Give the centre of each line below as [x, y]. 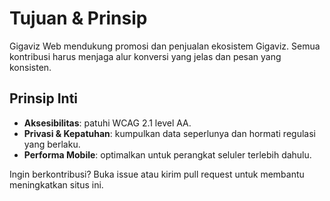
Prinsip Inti [44, 98]
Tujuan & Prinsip [78, 18]
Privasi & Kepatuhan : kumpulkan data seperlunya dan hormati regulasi [169, 133]
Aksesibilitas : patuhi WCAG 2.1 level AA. [107, 123]
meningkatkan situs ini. [56, 184]
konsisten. [30, 67]
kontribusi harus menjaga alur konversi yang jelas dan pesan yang [145, 56]
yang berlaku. [52, 144]
